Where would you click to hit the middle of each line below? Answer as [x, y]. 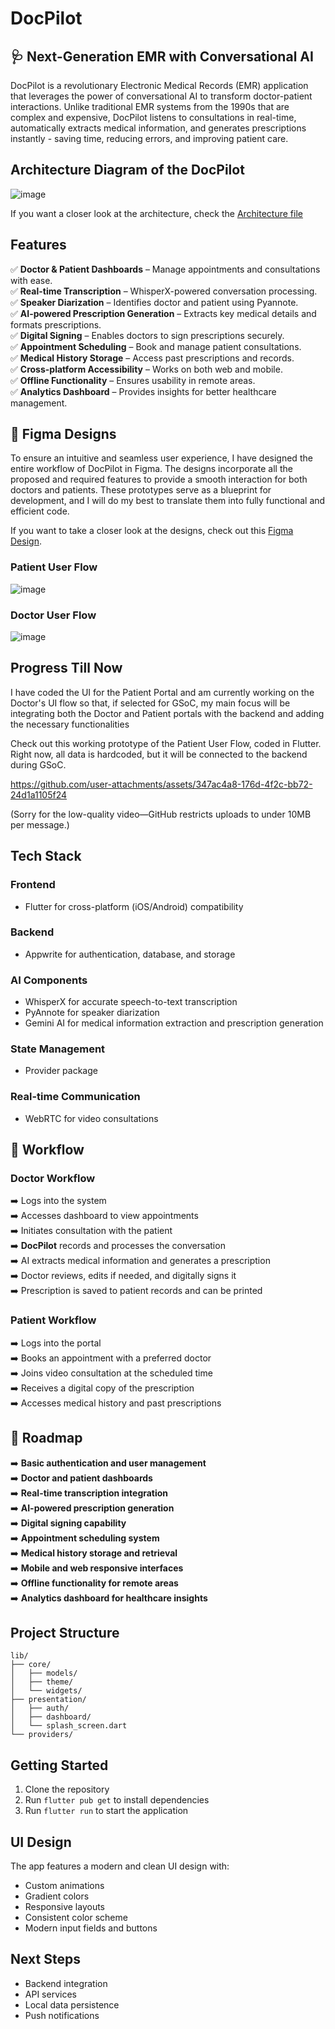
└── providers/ [42, 1735]
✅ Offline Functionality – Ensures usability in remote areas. [133, 380]
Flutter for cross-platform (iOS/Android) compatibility [134, 906]
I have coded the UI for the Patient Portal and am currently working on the [162, 692]
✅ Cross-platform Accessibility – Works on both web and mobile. [146, 369]
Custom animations [64, 1885]
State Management [58, 1049]
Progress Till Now [66, 668]
